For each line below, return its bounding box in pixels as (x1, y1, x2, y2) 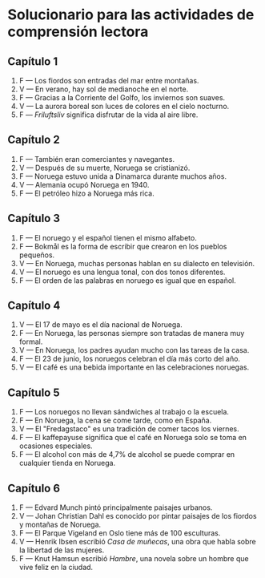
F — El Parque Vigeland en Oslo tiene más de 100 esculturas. (18, 528, 221, 538)
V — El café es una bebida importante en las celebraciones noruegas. (18, 362, 250, 372)
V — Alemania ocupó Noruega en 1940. (18, 180, 150, 189)
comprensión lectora (7, 22, 149, 41)
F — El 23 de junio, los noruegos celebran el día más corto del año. (18, 354, 241, 364)
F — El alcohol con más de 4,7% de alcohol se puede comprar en (18, 450, 235, 459)
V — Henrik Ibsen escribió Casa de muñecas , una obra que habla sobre (18, 537, 257, 547)
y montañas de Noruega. (18, 519, 102, 530)
